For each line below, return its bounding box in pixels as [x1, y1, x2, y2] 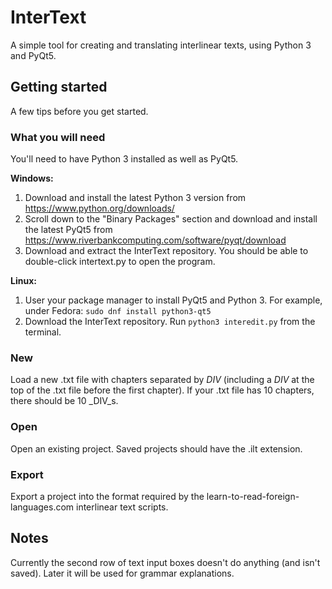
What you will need [10, 130, 106, 144]
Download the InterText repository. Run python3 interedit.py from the [24, 316, 316, 328]
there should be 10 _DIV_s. [10, 395, 119, 407]
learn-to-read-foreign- [206, 490, 300, 502]
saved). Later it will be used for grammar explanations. [10, 567, 235, 579]
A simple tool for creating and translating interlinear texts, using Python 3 [10, 39, 312, 51]
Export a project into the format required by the [10, 490, 205, 502]
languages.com [10, 501, 75, 513]
